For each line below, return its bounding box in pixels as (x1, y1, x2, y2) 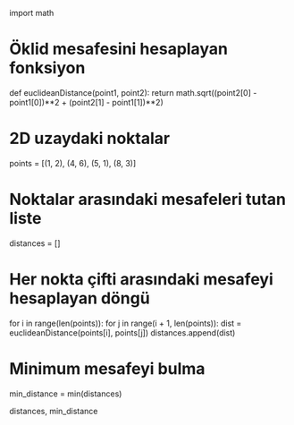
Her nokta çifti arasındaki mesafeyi (9, 269, 274, 289)
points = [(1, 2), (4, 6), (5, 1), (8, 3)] (9, 157, 137, 168)
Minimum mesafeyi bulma (9, 358, 206, 378)
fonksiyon (9, 58, 86, 79)
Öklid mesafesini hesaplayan (9, 39, 228, 59)
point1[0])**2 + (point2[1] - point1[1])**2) (9, 97, 164, 107)
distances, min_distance (9, 405, 98, 416)
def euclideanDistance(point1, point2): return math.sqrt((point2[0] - (9, 87, 257, 98)
